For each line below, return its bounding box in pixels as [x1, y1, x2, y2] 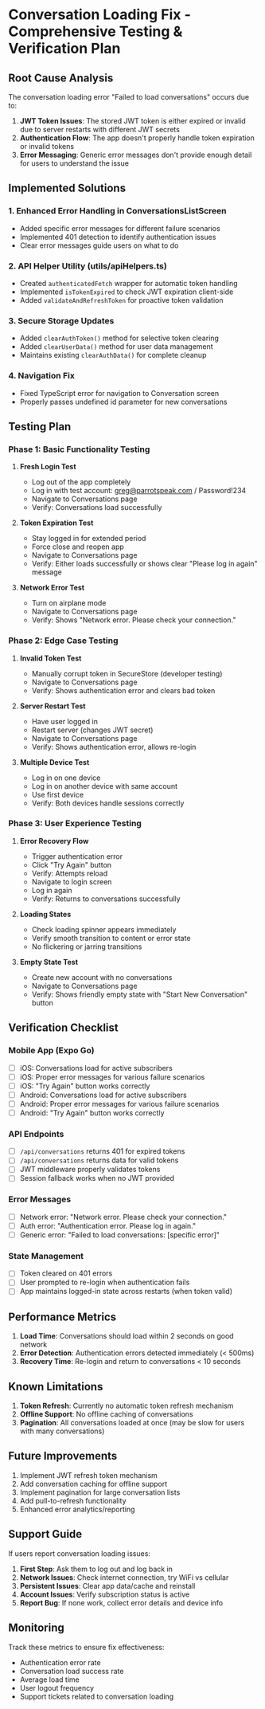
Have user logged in [31, 716, 98, 726]
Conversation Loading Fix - [8, 6, 191, 24]
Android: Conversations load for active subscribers [19, 1090, 187, 1099]
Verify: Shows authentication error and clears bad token [31, 685, 216, 695]
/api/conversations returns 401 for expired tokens [19, 1147, 185, 1156]
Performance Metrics [8, 1310, 117, 1323]
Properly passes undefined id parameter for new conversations [19, 397, 228, 406]
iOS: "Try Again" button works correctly [19, 1081, 150, 1091]
